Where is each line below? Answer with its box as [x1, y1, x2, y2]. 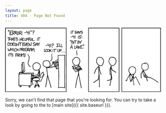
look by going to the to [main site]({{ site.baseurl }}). [5, 102, 112, 108]
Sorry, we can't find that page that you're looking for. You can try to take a [5, 97, 156, 103]
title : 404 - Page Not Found [5, 13, 65, 18]
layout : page [5, 8, 32, 13]
